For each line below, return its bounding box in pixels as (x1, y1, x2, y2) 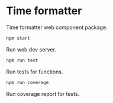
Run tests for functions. (6, 68, 63, 75)
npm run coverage (6, 79, 49, 85)
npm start (6, 35, 31, 41)
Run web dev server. (6, 46, 56, 53)
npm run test (6, 57, 38, 63)
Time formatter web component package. (6, 24, 108, 31)
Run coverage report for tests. (6, 90, 80, 97)
